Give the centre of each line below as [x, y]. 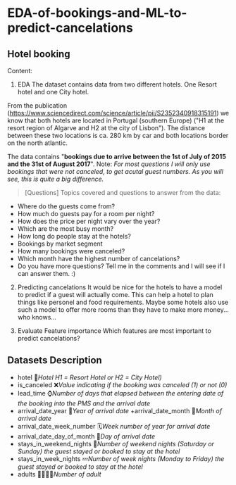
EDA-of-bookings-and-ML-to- [97, 13]
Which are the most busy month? [66, 229]
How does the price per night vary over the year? [89, 221]
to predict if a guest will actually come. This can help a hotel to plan [115, 295]
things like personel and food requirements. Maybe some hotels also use [123, 302]
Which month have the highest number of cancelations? [99, 259]
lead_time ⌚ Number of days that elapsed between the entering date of [120, 393]
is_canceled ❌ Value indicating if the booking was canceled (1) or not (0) [122, 384]
